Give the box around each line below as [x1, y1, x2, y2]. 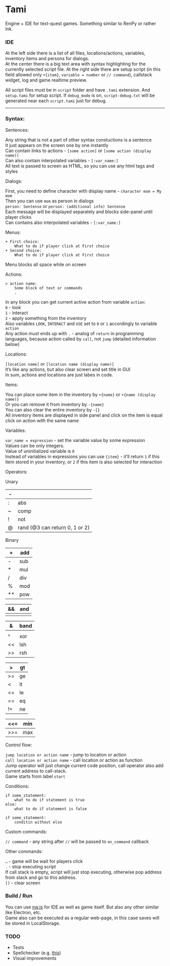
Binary [5, 537, 19, 543]
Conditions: [5, 783, 29, 789]
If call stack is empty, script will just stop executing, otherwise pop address [5, 869, 162, 875]
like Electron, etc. [5, 909, 41, 915]
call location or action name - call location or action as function [5, 757, 143, 763]
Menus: [5, 229, 21, 235]
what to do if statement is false [14, 806, 87, 811]
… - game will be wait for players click [5, 858, 83, 864]
